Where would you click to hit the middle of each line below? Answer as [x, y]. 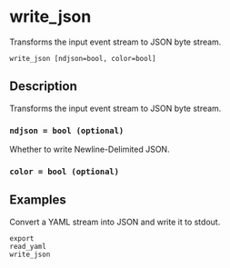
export [22, 238]
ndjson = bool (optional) [67, 130]
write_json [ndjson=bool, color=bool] [83, 58]
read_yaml [28, 246]
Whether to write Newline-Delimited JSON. [90, 149]
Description [43, 87]
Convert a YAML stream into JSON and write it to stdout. [115, 222]
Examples [38, 200]
